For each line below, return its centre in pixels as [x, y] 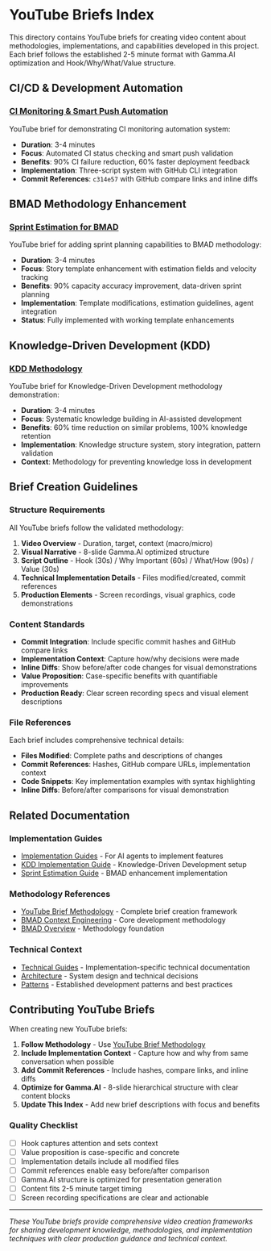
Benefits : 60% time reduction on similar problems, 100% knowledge [134, 427]
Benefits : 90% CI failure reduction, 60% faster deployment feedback [135, 161]
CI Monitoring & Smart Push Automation [89, 111]
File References [40, 722]
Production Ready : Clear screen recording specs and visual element [134, 693]
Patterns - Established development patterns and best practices [127, 984]
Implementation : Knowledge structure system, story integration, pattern [140, 444]
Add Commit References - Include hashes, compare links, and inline [134, 1070]
